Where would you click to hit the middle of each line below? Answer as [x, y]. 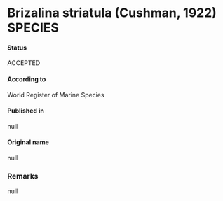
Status [17, 48]
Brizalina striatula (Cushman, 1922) [112, 13]
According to [27, 79]
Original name [28, 142]
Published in [26, 111]
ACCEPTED [24, 63]
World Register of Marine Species [56, 95]
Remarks [23, 176]
